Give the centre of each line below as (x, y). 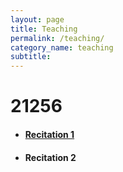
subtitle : (31, 57)
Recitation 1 (49, 134)
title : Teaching (44, 29)
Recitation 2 (50, 157)
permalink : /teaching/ (57, 38)
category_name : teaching (62, 47)
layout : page (37, 19)
